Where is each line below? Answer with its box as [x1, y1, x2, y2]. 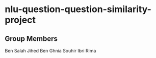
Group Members [5, 34, 58, 43]
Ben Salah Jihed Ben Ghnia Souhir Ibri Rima [5, 48, 96, 53]
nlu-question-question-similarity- [5, 4, 151, 15]
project [5, 14, 36, 26]
